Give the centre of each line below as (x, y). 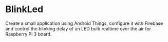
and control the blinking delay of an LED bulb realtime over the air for (78, 28)
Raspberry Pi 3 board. (29, 34)
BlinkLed (24, 9)
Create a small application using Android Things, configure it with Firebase (84, 23)
